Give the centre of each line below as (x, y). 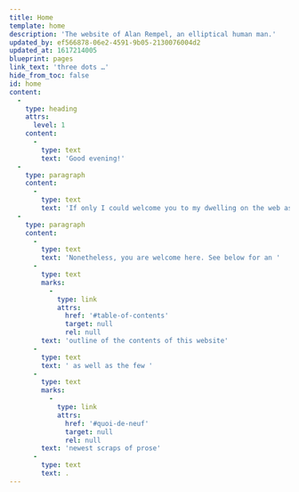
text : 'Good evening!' (83, 158)
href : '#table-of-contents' (117, 316)
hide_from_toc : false (49, 76)
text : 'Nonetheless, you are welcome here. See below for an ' (161, 258)
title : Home (31, 17)
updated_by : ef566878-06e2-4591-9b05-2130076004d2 (105, 42)
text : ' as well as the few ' (97, 365)
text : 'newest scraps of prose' (101, 448)
